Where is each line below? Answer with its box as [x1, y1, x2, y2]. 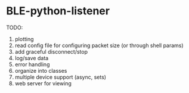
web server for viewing [14, 79, 72, 87]
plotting [14, 35, 34, 42]
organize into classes [14, 67, 67, 74]
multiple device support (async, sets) [14, 73, 106, 80]
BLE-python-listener [6, 4, 110, 18]
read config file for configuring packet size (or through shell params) [14, 42, 184, 49]
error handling [14, 61, 50, 68]
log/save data [14, 54, 49, 61]
